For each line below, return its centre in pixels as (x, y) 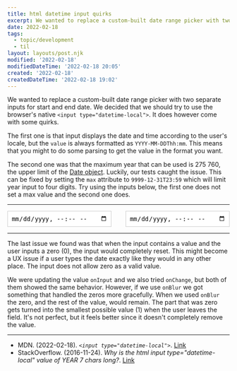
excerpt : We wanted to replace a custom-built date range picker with (113, 20)
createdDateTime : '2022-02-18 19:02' (63, 79)
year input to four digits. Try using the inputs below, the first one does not (114, 187)
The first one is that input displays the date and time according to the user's (117, 136)
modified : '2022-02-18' (42, 60)
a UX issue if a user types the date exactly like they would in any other (109, 258)
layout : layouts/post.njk (45, 54)
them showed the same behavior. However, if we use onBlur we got (105, 287)
